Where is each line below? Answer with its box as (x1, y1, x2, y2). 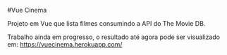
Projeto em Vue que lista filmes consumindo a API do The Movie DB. (7, 19, 206, 27)
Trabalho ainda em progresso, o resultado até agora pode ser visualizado (7, 33, 221, 41)
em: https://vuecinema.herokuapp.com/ (7, 40, 123, 48)
